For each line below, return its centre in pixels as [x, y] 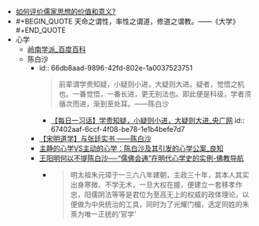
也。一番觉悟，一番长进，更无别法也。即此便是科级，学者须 [155, 94]
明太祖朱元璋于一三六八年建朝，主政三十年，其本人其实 [160, 175]
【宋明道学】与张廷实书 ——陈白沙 [95, 139]
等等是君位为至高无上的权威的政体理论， [177, 194]
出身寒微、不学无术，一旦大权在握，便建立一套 [146, 184]
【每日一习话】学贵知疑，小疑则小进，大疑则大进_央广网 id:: [148, 120]
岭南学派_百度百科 [57, 49]
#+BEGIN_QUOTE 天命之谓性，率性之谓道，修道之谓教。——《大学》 [127, 21]
